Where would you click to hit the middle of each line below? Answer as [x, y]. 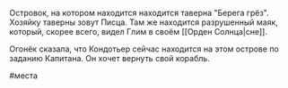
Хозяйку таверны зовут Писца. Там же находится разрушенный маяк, [144, 22]
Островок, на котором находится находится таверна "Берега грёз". [139, 13]
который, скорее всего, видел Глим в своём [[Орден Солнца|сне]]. [138, 32]
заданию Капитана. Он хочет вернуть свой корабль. [110, 58]
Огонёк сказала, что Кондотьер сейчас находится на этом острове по [144, 49]
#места [24, 76]
